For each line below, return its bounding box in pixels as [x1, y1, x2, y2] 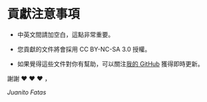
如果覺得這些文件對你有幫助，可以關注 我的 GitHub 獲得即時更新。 [17, 59, 204, 68]
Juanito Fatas [7, 88, 47, 96]
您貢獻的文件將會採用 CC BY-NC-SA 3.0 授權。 [17, 45, 151, 53]
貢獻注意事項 [7, 6, 81, 22]
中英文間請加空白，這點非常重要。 [17, 30, 115, 39]
